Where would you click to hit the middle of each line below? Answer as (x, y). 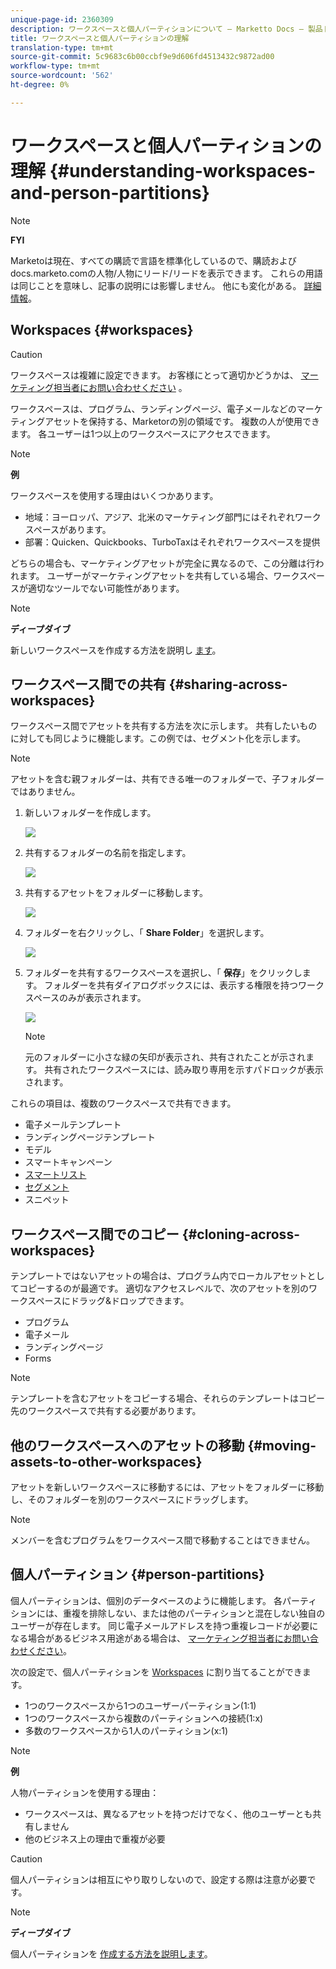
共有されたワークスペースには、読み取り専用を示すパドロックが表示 (184, 1070)
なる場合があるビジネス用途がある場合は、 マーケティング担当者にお (151, 1638)
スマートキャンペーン (68, 1162)
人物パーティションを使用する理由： (85, 1792)
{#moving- (282, 1445)
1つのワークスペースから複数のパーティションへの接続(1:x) (144, 1718)
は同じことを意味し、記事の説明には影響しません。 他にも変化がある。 (156, 285)
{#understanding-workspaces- (183, 170)
